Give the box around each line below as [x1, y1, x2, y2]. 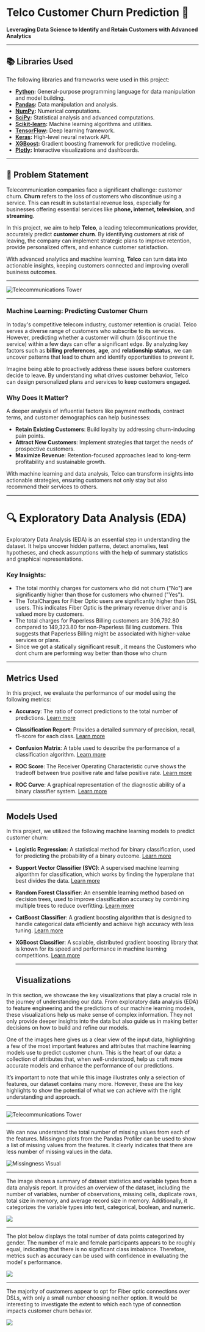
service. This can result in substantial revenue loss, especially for [6, 199, 171, 206]
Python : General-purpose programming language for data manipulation [15, 88, 196, 95]
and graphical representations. [6, 555, 84, 563]
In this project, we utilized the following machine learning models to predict [6, 828, 195, 835]
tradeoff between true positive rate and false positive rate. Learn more [15, 769, 192, 777]
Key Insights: [6, 571, 46, 579]
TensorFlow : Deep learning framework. [15, 127, 115, 134]
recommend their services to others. [6, 483, 98, 490]
